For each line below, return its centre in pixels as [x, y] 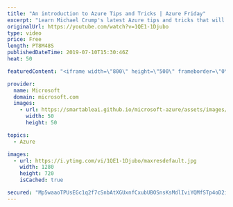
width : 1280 [37, 167]
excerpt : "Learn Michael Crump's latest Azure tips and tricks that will [116, 20]
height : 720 [37, 174]
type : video [24, 33]
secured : [20, 192]
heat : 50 [20, 59]
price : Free [24, 40]
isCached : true [42, 180]
